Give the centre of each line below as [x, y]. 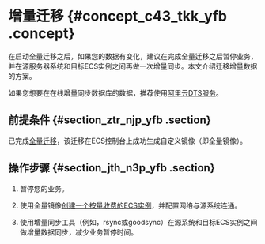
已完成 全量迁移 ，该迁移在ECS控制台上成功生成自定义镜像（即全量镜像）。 [128, 141]
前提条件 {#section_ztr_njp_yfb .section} [110, 120]
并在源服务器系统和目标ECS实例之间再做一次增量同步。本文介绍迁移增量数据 [133, 66]
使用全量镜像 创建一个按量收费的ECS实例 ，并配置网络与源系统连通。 [131, 205]
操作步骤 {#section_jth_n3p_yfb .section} [112, 168]
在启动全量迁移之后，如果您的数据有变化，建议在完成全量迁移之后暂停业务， [133, 56]
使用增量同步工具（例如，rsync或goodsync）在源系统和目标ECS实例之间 [138, 222]
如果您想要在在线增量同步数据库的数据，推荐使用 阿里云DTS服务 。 [115, 92]
